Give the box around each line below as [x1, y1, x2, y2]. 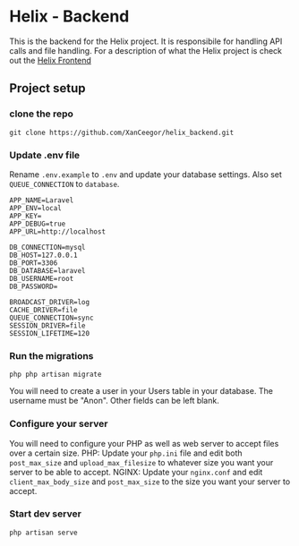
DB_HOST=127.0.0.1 [9, 251, 78, 260]
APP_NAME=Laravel [9, 195, 74, 205]
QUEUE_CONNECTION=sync [9, 313, 94, 322]
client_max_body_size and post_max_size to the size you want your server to [9, 476, 291, 487]
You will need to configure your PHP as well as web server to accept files [9, 438, 279, 448]
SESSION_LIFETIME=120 [9, 328, 90, 337]
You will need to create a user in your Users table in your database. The [9, 386, 273, 397]
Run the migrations [9, 349, 94, 362]
